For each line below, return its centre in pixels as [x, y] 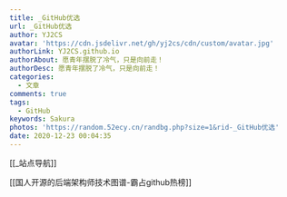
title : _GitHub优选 [45, 18]
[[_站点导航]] [33, 163]
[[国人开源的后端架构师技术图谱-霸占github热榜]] [101, 182]
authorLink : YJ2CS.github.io [64, 52]
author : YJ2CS [36, 34]
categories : [32, 77]
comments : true [38, 94]
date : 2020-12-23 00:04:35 [60, 136]
